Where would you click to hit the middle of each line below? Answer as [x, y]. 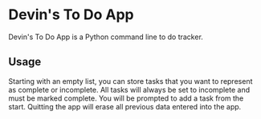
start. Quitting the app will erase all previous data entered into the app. [125, 106]
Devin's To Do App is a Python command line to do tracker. [106, 37]
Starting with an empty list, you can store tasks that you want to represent [130, 81]
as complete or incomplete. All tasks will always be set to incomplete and [129, 89]
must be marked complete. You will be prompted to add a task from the [126, 98]
